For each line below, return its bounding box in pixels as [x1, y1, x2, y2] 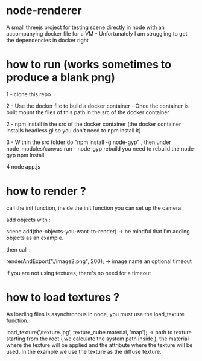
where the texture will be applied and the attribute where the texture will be [6, 341, 193, 348]
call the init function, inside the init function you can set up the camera [6, 204, 181, 212]
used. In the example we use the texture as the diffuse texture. [6, 348, 162, 355]
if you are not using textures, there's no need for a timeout [6, 269, 151, 276]
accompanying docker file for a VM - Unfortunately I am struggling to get [6, 30, 188, 37]
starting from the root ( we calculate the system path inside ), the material [6, 335, 189, 342]
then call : [6, 246, 31, 253]
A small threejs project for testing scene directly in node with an [6, 24, 165, 31]
